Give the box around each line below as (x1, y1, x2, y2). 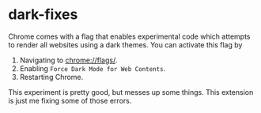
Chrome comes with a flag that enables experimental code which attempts (8, 32, 251, 41)
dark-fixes (8, 6, 78, 24)
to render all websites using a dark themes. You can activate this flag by (8, 40, 243, 49)
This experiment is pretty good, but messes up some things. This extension (8, 87, 254, 96)
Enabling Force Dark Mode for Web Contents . (19, 63, 166, 73)
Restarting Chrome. (19, 72, 84, 81)
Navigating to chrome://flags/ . (19, 55, 118, 65)
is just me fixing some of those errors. (8, 96, 132, 105)
